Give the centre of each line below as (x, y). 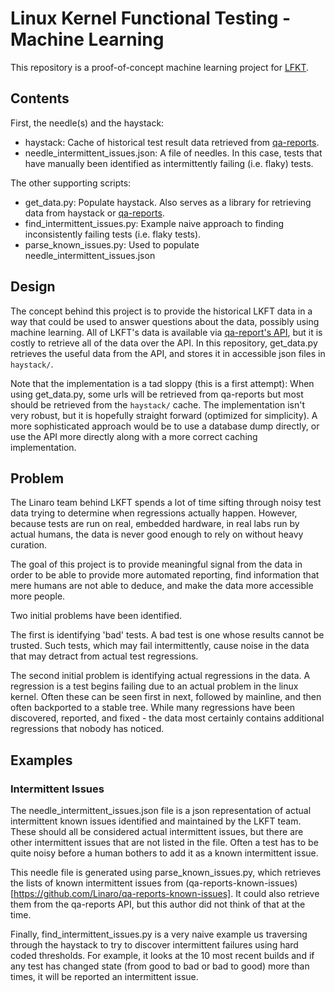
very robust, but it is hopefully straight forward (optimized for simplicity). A (164, 415)
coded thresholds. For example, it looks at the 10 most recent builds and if (162, 956)
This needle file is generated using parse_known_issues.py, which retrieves (166, 873)
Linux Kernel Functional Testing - (151, 18)
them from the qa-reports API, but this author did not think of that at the (158, 904)
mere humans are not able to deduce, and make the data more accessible (162, 586)
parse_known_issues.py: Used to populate (112, 244)
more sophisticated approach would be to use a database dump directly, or (165, 426)
